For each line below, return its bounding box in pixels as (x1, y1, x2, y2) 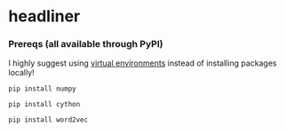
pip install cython (8, 100, 81, 109)
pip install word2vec (8, 115, 89, 125)
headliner (8, 6, 81, 27)
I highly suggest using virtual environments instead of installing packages (8, 58, 277, 68)
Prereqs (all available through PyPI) (8, 38, 163, 51)
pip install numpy (8, 84, 76, 94)
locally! (8, 67, 35, 78)
